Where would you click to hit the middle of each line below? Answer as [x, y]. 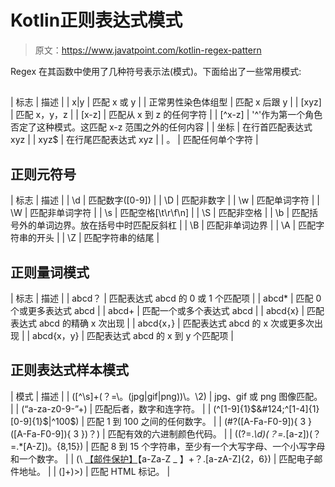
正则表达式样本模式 [69, 370]
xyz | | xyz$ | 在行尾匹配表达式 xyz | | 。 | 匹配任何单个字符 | [134, 140]
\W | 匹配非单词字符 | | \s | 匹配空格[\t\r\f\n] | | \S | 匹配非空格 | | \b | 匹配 [160, 213]
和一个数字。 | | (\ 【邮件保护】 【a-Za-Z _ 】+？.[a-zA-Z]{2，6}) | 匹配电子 [162, 458]
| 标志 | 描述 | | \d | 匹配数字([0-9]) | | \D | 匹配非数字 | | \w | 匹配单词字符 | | [165, 200]
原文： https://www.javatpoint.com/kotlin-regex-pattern [148, 50]
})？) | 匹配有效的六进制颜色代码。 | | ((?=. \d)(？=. [183, 433]
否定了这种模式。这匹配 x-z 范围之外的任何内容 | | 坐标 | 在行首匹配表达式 [161, 127]
